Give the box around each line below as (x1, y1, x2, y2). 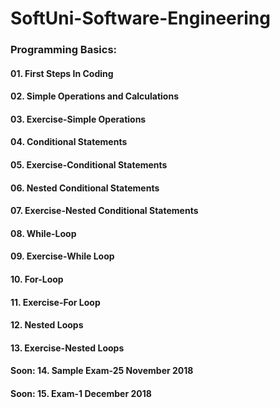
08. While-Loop (10, 227, 77, 239)
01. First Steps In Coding (10, 67, 114, 79)
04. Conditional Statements (10, 136, 128, 148)
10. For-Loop (10, 273, 64, 286)
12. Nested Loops (10, 319, 84, 331)
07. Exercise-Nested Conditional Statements (10, 205, 199, 217)
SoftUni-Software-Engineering (10, 7, 271, 30)
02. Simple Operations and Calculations (10, 90, 180, 102)
